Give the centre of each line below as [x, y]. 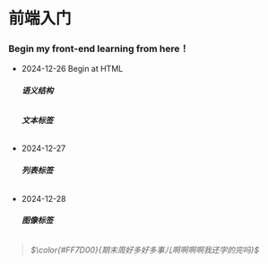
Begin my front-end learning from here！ [99, 48]
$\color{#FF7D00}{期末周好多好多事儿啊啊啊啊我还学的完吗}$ [145, 250]
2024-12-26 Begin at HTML [72, 69]
